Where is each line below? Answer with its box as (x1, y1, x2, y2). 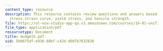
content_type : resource (5, 7, 53, 12)
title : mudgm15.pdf (5, 34, 45, 39)
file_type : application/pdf (5, 25, 62, 30)
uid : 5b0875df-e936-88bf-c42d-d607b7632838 (5, 39, 95, 44)
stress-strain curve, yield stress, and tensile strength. (9, 16, 131, 21)
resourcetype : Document (5, 30, 53, 34)
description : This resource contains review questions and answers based (5, 12, 158, 17)
